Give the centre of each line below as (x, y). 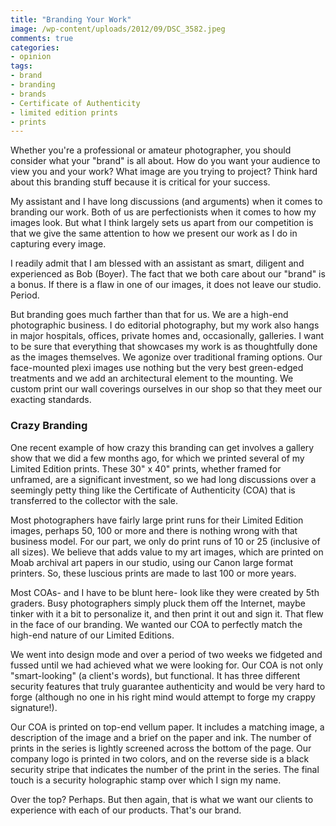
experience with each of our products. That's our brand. (126, 810)
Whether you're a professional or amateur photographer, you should (151, 150)
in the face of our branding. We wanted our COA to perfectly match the (156, 624)
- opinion (31, 57)
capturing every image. (58, 244)
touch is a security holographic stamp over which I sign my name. (146, 780)
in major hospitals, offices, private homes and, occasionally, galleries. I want (167, 336)
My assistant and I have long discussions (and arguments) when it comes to (166, 202)
